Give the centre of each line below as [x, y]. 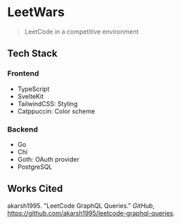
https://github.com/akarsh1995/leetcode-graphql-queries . [91, 213]
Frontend [23, 73]
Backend [23, 129]
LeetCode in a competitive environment [82, 31]
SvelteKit [31, 96]
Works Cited [35, 189]
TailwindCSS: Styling [47, 104]
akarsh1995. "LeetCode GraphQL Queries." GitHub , [81, 205]
